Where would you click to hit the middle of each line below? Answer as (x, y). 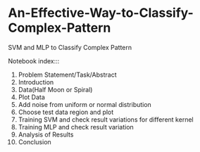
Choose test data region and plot (66, 112)
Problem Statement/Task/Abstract (67, 75)
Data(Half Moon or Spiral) (55, 89)
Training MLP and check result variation (76, 127)
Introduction (36, 82)
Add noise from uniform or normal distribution (85, 104)
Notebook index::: (34, 61)
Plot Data (31, 97)
